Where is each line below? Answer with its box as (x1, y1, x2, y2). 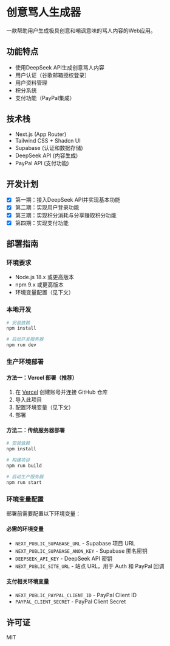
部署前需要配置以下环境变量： (6, 509, 81, 517)
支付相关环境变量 (6, 577, 49, 585)
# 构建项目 (6, 457, 30, 463)
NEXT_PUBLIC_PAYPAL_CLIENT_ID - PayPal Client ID (15, 592, 137, 599)
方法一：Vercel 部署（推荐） (6, 374, 78, 381)
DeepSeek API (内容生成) (15, 152, 78, 159)
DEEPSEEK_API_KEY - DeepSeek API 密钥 (15, 555, 112, 563)
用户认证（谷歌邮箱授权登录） (15, 71, 90, 79)
